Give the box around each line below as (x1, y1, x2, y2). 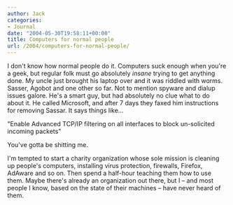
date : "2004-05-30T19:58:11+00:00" (7, 29, 111, 37)
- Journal (7, 23, 36, 30)
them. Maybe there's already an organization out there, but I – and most (7, 176, 214, 185)
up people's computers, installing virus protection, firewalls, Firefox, (7, 162, 203, 169)
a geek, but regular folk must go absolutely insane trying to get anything (7, 69, 216, 77)
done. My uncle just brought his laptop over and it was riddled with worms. (7, 77, 223, 84)
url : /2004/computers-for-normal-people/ (7, 43, 130, 50)
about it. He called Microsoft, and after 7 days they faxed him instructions (7, 99, 219, 107)
